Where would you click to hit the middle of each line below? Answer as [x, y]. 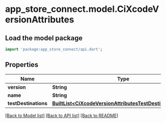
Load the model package [44, 38]
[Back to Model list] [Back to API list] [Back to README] [62, 116]
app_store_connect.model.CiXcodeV [82, 9]
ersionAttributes [40, 20]
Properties [22, 65]
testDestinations [28, 103]
